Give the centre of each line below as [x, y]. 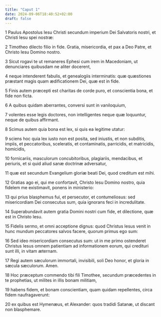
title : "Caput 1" [23, 9]
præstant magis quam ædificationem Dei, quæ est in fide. [63, 81]
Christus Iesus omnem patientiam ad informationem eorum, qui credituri [77, 246]
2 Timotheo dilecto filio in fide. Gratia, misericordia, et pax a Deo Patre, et [78, 47]
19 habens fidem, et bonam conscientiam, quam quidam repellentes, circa [79, 290]
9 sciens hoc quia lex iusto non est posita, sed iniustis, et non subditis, [75, 139]
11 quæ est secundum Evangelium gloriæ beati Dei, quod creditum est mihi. [80, 173]
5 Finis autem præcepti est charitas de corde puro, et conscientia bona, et [79, 91]
